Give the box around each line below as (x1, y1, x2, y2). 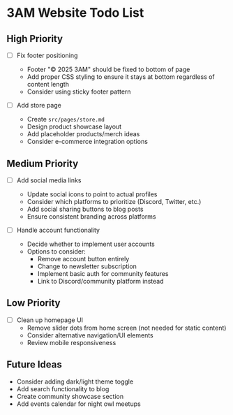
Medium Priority (6, 157, 79, 169)
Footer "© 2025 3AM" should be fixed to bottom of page (27, 65, 190, 74)
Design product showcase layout (27, 122, 122, 131)
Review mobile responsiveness (27, 338, 116, 347)
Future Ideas (6, 358, 62, 371)
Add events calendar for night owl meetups (16, 400, 141, 408)
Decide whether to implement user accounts (27, 240, 155, 249)
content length (27, 80, 69, 89)
